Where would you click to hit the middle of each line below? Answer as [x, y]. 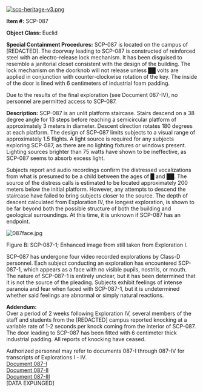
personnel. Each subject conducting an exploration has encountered [92, 263]
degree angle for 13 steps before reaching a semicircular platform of [92, 119]
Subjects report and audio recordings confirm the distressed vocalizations [99, 170]
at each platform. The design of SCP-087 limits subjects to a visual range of [101, 132]
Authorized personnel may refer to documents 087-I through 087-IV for [95, 351]
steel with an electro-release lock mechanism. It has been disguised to [95, 57]
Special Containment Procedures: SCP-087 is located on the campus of [97, 45]
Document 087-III [28, 377]
